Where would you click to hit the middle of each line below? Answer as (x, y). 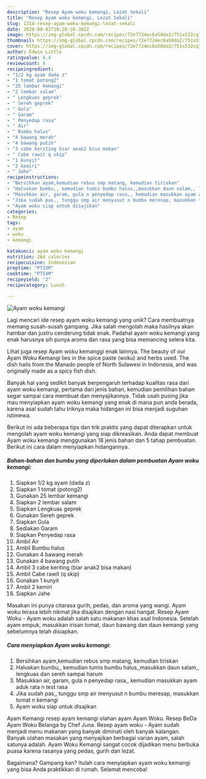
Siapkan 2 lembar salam (46, 502)
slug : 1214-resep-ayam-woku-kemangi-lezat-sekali (72, 23)
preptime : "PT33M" (30, 268)
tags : (14, 223)
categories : (22, 211)
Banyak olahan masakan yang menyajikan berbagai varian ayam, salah (96, 738)
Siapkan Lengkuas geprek (49, 509)
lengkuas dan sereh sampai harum (59, 674)
